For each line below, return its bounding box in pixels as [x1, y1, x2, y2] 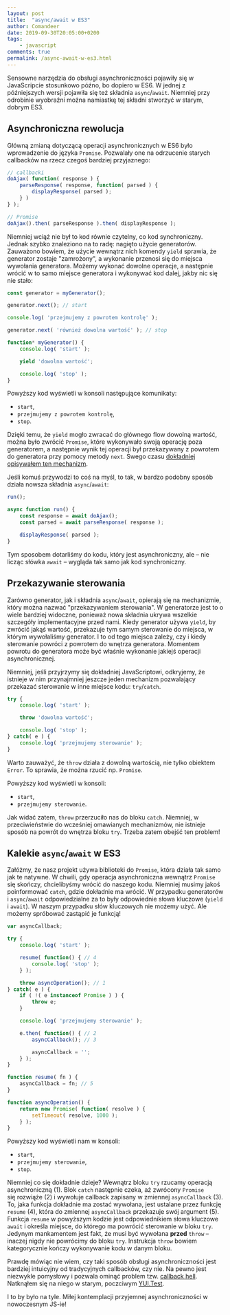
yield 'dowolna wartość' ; [19, 358, 94, 365]
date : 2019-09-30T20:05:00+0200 [7, 29, 100, 36]
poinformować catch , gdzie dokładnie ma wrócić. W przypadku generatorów [7, 888, 224, 896]
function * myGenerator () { [7, 339, 84, 346]
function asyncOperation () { [7, 1099, 91, 1106]
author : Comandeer [7, 23, 60, 30]
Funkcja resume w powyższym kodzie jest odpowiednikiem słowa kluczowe [7, 1215, 218, 1223]
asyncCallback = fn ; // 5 [19, 1080, 94, 1087]
